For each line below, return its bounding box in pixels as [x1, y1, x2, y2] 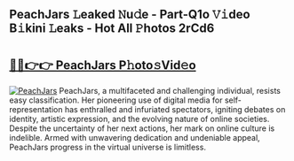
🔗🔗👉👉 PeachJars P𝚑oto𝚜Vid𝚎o [9, 57, 197, 73]
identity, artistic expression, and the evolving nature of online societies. [9, 114, 270, 124]
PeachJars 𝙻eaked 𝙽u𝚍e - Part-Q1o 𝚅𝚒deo [9, 7, 250, 22]
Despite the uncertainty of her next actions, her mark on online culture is [9, 123, 275, 134]
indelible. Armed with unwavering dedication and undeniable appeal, [9, 133, 260, 142]
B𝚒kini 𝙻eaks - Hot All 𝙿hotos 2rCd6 [9, 21, 215, 36]
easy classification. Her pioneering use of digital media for [9, 95, 223, 105]
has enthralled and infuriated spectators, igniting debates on [64, 104, 286, 114]
